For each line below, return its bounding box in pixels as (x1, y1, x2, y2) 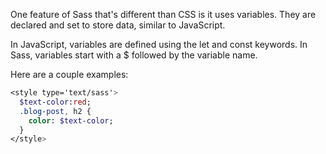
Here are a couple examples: (10, 69, 129, 80)
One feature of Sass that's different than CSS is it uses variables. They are (10, 9, 317, 20)
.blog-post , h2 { (19, 106, 92, 116)
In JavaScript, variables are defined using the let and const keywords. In (10, 39, 308, 50)
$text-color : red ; (19, 97, 92, 107)
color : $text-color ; (28, 115, 114, 126)
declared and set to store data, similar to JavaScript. (10, 19, 226, 31)
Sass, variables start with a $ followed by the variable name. (10, 49, 258, 61)
